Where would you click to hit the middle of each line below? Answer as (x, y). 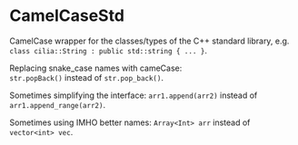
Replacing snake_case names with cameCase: (96, 68)
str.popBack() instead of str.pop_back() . (86, 77)
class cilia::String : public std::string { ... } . (108, 50)
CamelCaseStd (67, 16)
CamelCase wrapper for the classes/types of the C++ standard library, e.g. (149, 41)
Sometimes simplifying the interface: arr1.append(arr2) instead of (134, 95)
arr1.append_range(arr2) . (58, 104)
